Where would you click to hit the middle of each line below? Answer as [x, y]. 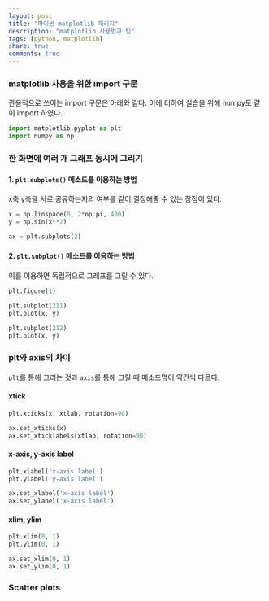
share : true [28, 46]
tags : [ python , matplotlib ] [56, 39]
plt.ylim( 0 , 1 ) [34, 544]
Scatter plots [35, 587]
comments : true [34, 54]
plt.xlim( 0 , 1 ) [34, 537]
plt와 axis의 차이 [39, 358]
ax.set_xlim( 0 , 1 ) [39, 559]
